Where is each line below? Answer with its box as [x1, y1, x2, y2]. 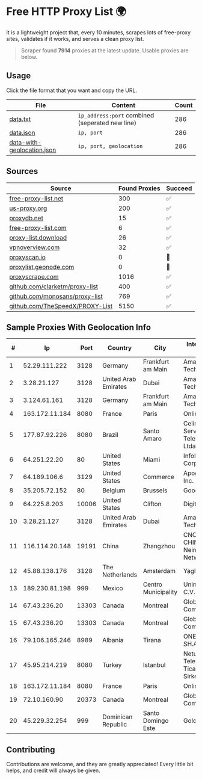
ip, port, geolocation [78, 143, 143, 149]
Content [111, 101, 136, 109]
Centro [142, 580, 162, 589]
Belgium [102, 486, 126, 495]
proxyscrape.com [9, 272, 59, 280]
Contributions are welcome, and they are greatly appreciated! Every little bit [6, 761, 194, 768]
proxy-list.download [9, 233, 67, 241]
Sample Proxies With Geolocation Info [6, 322, 151, 332]
